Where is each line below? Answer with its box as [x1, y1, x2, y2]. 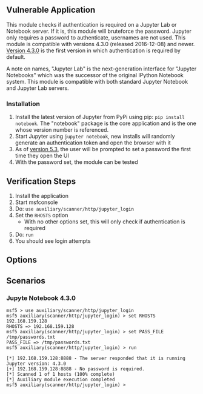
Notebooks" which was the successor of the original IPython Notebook [6, 71, 184, 78]
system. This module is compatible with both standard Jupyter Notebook [6, 78, 188, 85]
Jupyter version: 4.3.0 [6, 361, 67, 367]
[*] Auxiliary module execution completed [6, 376, 115, 382]
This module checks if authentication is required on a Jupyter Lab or [6, 21, 177, 28]
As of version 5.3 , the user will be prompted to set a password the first [15, 146, 191, 153]
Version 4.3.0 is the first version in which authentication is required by [6, 47, 181, 54]
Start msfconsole [15, 199, 58, 206]
